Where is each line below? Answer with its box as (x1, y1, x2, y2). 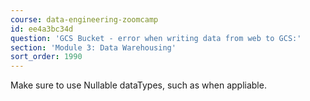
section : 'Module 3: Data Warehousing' (10, 42, 177, 53)
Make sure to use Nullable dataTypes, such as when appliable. (10, 79, 267, 91)
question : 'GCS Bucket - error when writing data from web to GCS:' (10, 33, 302, 43)
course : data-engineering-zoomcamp (10, 14, 159, 25)
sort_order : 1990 (10, 52, 83, 62)
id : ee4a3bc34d (10, 24, 74, 34)
